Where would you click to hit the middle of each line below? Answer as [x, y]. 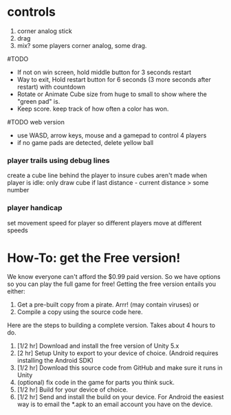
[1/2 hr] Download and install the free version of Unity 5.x [98, 346]
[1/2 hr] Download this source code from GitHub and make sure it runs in [120, 368]
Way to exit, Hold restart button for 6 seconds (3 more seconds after [114, 79]
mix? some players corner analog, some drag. [82, 45]
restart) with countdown [51, 87]
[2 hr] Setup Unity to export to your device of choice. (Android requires [118, 353]
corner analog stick [44, 31]
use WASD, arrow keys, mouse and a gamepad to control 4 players [112, 135]
